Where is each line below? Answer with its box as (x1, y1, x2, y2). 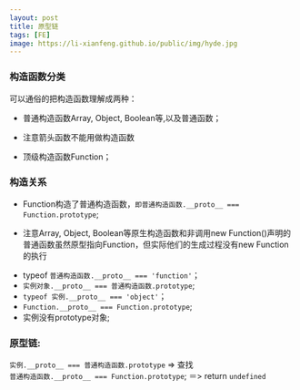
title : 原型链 (9, 22, 59, 31)
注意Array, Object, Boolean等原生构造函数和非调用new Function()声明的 (22, 227, 292, 238)
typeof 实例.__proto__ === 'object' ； (22, 291, 167, 302)
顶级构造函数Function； (22, 151, 112, 162)
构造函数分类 (9, 70, 66, 83)
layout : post (9, 13, 59, 23)
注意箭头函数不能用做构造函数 (22, 131, 135, 142)
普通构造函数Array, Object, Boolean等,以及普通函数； (22, 112, 222, 123)
